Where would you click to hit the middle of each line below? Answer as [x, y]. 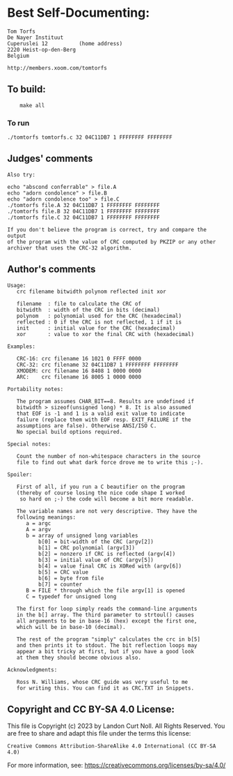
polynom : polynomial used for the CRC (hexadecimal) [99, 316]
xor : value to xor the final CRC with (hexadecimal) [105, 334]
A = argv [38, 529]
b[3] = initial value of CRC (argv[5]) [96, 560]
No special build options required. [70, 432]
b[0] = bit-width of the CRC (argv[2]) [96, 542]
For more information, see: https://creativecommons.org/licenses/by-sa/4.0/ [116, 766]
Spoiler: [20, 474]
